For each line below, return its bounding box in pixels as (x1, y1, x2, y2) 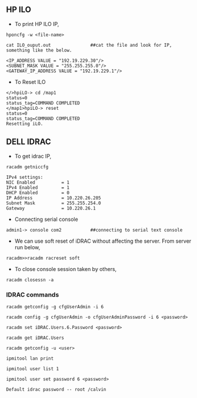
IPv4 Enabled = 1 (6, 184, 69, 191)
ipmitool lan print (6, 355, 54, 361)
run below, (14, 243, 41, 250)
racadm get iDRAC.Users (6, 335, 65, 341)
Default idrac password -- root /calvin (6, 386, 107, 392)
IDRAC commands (6, 291, 59, 299)
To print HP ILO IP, (14, 20, 59, 27)
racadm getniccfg (6, 164, 49, 170)
